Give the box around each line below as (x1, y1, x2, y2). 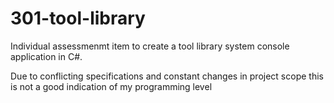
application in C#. (10, 50, 83, 62)
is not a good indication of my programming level (10, 80, 213, 92)
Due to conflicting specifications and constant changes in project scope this (10, 70, 324, 82)
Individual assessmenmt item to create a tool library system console (10, 40, 290, 52)
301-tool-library (10, 7, 146, 30)
